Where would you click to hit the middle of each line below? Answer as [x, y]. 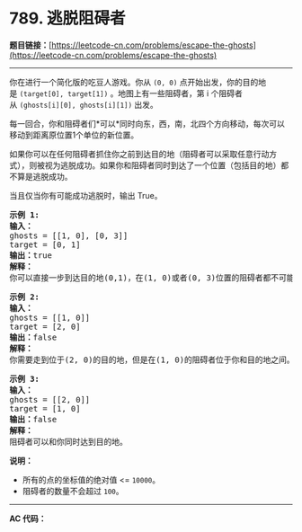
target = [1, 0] [45, 408]
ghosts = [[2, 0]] [50, 399]
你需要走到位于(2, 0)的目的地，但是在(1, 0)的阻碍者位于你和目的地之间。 [152, 359]
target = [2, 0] [45, 326]
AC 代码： [28, 519]
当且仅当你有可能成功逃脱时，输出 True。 [86, 195]
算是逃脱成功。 [44, 176]
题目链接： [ [31, 45]
